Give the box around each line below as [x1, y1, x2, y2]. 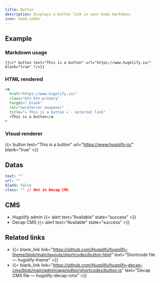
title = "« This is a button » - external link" [9, 110, 106, 115]
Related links [5, 234, 45, 242]
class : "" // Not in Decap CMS [5, 188, 69, 192]
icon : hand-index [5, 16, 40, 21]
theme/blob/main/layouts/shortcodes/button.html [12, 252, 111, 258]
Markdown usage [5, 49, 47, 56]
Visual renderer [5, 130, 43, 137]
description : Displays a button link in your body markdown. [5, 12, 132, 17]
